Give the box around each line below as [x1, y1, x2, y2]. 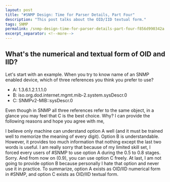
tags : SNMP [5, 21, 28, 27]
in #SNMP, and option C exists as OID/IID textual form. [5, 171, 119, 177]
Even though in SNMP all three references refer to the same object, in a [5, 107, 154, 113]
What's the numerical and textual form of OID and [5, 50, 166, 58]
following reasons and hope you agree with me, [5, 118, 105, 124]
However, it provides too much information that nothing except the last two [5, 138, 161, 145]
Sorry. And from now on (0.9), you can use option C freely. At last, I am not [5, 155, 161, 161]
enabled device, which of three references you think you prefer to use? [5, 77, 154, 83]
